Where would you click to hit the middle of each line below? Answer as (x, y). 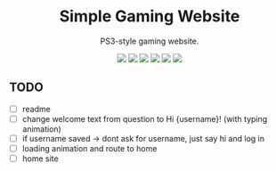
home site (41, 159)
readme (36, 109)
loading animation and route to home (89, 148)
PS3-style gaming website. (150, 41)
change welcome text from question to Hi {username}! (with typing (145, 118)
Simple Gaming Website (150, 16)
